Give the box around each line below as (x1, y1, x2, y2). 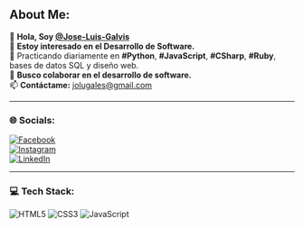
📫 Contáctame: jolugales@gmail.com (9, 79, 152, 90)
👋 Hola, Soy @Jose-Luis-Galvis (9, 31, 130, 41)
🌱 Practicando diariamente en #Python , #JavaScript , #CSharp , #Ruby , (9, 50, 277, 61)
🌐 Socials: (9, 114, 56, 126)
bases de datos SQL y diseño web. (9, 59, 139, 70)
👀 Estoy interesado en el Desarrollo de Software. (9, 41, 195, 51)
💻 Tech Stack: (9, 185, 75, 197)
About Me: (9, 7, 71, 23)
